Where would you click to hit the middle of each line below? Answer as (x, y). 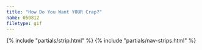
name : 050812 (23, 18)
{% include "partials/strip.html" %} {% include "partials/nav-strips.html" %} (101, 41)
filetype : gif (24, 23)
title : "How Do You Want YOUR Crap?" (54, 12)
